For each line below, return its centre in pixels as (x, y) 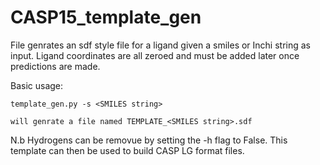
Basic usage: (37, 85)
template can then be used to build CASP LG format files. (127, 150)
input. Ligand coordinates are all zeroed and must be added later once (155, 55)
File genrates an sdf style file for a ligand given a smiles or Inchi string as (161, 45)
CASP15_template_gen (106, 17)
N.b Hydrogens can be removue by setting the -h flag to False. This (149, 140)
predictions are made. (55, 66)
